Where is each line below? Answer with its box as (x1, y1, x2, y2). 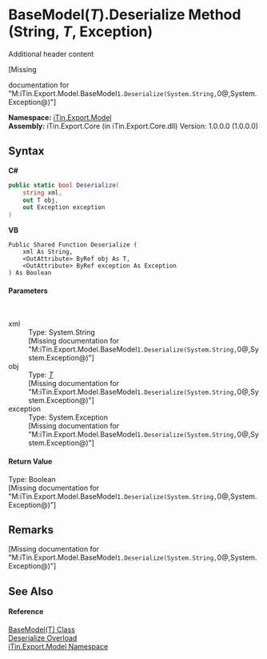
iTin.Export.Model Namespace (8, 641, 109, 651)
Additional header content (8, 49, 94, 58)
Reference (8, 607, 44, 617)
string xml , (22, 188, 62, 197)
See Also (8, 585, 54, 598)
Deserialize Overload (8, 633, 78, 642)
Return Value (8, 456, 53, 466)
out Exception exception (22, 203, 106, 211)
